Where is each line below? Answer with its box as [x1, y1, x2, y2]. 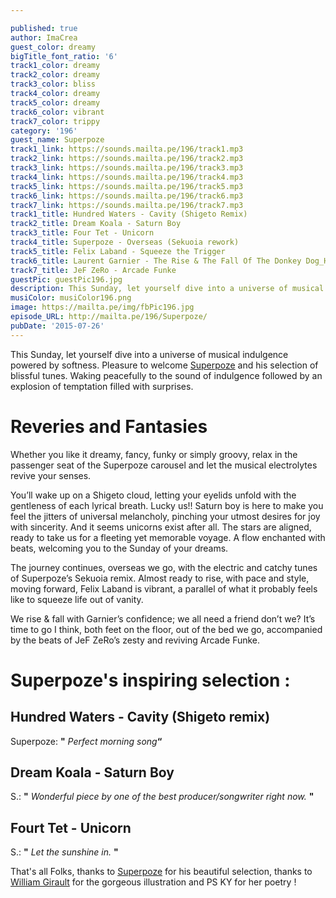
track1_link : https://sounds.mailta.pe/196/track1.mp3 [10, 144, 244, 155]
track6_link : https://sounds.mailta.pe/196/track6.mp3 [10, 191, 244, 201]
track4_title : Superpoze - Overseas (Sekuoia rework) [10, 237, 240, 247]
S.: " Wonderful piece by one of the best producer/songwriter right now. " [10, 791, 315, 803]
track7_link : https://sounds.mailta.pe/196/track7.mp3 [10, 200, 244, 210]
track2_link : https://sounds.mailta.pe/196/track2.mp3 [10, 154, 244, 164]
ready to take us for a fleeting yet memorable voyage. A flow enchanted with [10, 531, 326, 543]
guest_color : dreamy [10, 42, 97, 52]
